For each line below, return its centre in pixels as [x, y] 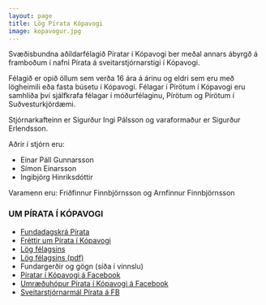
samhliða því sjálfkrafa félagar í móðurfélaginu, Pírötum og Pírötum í [122, 96]
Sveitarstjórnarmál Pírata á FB [70, 292]
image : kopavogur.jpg [45, 31]
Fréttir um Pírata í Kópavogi [65, 240]
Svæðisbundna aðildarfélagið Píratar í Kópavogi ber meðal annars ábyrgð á [133, 54]
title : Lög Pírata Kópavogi [56, 24]
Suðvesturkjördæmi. [42, 104]
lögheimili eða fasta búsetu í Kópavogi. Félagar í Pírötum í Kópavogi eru [127, 87]
